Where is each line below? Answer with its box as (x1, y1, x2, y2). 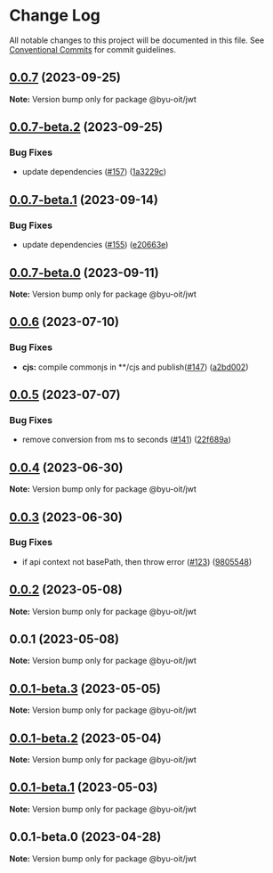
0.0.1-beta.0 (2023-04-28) (9, 829, 162, 844)
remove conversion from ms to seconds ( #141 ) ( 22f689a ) (21, 434, 231, 445)
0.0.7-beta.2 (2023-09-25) (9, 119, 164, 135)
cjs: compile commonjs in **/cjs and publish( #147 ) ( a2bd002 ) (21, 362, 249, 372)
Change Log (9, 5, 100, 26)
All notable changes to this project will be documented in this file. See (9, 35, 265, 45)
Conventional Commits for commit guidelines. (9, 44, 176, 54)
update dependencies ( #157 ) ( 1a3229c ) (21, 167, 167, 177)
